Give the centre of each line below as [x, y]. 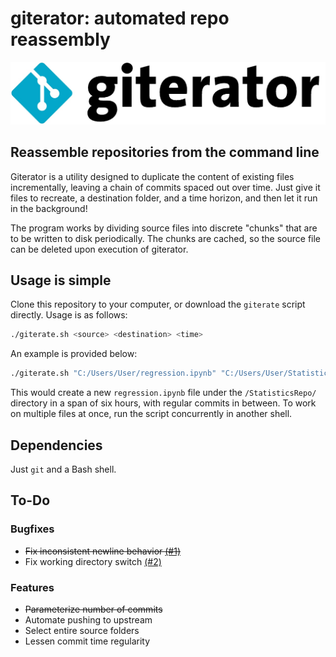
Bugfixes [32, 529]
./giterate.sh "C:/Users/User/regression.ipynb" [113, 373]
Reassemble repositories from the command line [165, 152]
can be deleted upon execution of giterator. [99, 249]
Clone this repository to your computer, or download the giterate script [158, 304]
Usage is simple [61, 280]
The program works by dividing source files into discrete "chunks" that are [164, 228]
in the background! [49, 208]
